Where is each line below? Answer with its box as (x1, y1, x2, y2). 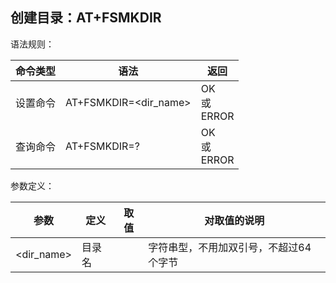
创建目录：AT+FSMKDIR (10, 9, 162, 27)
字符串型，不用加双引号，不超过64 (148, 240, 312, 254)
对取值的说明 (204, 213, 265, 227)
